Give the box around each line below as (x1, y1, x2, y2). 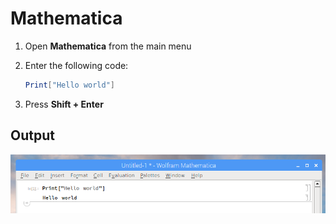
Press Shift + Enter (24, 98, 104, 110)
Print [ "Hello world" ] (24, 80, 116, 90)
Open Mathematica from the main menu (24, 40, 192, 52)
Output (10, 127, 55, 144)
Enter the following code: (24, 59, 129, 71)
